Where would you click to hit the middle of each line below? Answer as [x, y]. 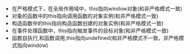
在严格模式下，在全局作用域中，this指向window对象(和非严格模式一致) [97, 9]
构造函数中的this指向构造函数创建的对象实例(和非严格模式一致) [87, 23]
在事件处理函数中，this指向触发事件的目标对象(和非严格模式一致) [90, 31]
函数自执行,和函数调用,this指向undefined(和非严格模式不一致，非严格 [95, 38]
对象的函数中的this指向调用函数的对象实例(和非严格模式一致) [85, 16]
